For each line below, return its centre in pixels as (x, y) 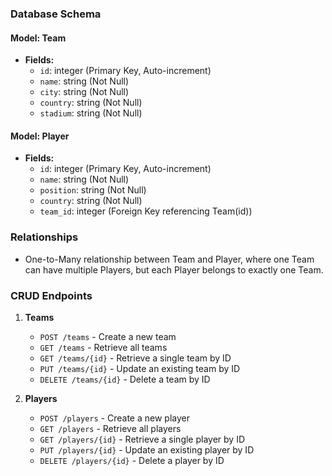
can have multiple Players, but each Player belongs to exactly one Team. (174, 269)
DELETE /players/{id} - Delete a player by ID (132, 460)
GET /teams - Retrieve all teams (103, 347)
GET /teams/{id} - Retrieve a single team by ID (135, 358)
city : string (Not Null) (84, 92)
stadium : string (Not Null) (91, 113)
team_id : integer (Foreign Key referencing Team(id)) (146, 211)
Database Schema (56, 14)
